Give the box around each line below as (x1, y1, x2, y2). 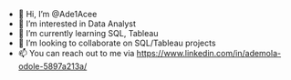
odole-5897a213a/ (17, 61, 88, 72)
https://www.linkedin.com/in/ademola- (136, 48, 281, 58)
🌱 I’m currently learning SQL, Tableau (17, 28, 159, 38)
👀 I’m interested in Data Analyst (17, 18, 137, 29)
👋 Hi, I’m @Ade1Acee (17, 9, 98, 19)
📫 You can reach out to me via (17, 48, 135, 58)
